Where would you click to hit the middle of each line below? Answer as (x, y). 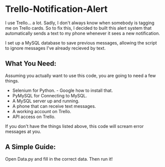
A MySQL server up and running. (46, 101)
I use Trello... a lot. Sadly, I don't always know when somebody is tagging (80, 23)
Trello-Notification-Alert (56, 9)
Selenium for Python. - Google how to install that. (62, 90)
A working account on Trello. (42, 111)
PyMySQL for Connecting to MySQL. (50, 95)
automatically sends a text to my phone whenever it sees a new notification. (82, 33)
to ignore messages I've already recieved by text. (55, 48)
